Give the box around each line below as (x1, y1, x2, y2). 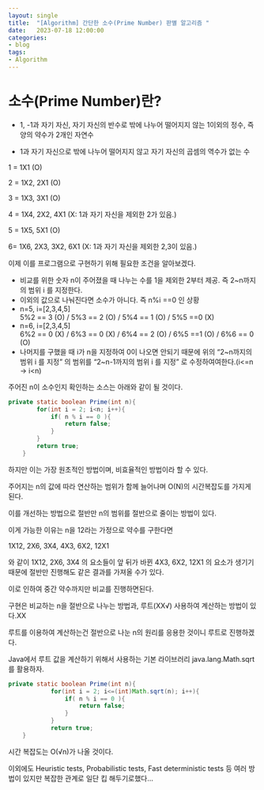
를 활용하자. (8, 664, 45, 674)
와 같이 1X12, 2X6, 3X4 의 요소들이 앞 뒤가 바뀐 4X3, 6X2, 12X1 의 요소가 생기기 (8, 557, 255, 567)
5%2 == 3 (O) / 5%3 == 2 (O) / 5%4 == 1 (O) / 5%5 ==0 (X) (19, 312, 215, 321)
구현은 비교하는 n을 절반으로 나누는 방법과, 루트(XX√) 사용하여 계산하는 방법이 (8, 601, 249, 610)
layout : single (8, 11, 58, 20)
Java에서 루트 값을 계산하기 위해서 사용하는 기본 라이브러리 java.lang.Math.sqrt (8, 654, 255, 663)
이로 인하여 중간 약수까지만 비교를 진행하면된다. (8, 583, 154, 594)
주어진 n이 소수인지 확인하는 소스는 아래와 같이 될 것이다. (8, 382, 183, 392)
